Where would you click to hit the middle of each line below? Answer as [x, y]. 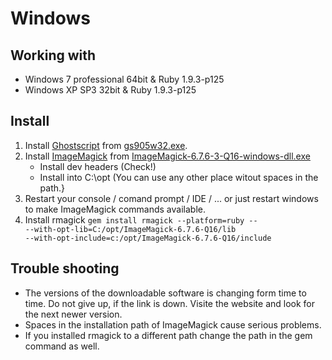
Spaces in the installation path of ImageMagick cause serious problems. [173, 324]
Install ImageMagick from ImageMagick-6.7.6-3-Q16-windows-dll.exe [167, 156]
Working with [53, 55]
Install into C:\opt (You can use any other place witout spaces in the [179, 177]
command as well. [62, 346]
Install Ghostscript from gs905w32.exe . [106, 145]
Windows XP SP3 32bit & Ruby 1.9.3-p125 [110, 90]
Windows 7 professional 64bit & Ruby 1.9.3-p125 [124, 79]
